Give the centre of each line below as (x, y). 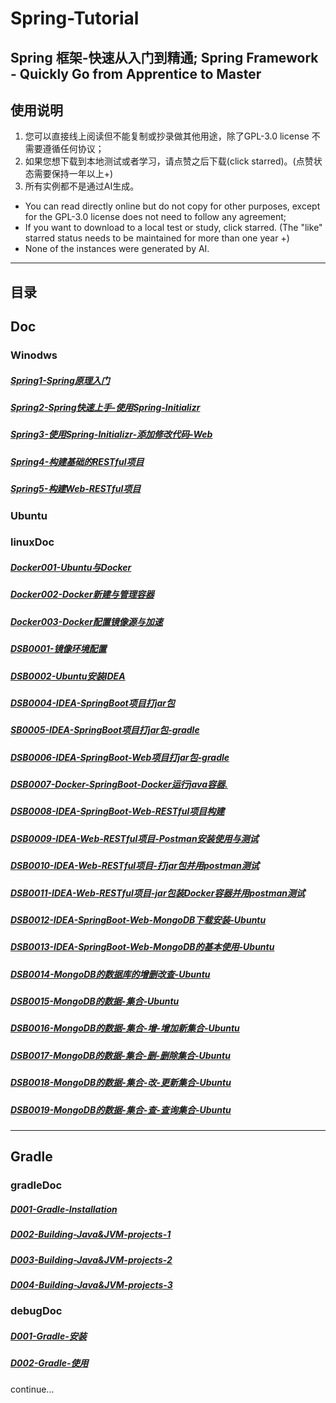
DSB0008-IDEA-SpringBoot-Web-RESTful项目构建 (117, 811)
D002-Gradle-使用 (49, 1363)
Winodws (34, 355)
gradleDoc (36, 1185)
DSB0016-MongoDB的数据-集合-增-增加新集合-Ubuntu (125, 1028)
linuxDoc (32, 542)
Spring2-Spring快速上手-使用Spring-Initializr (105, 408)
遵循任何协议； (73, 149)
